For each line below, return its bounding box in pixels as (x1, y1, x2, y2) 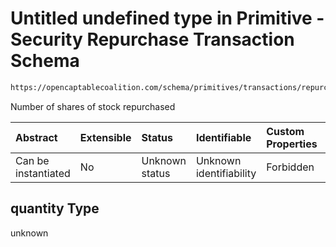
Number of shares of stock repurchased (10, 100, 176, 112)
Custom (266, 124, 305, 138)
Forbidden (266, 160, 315, 174)
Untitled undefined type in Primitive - (10, 7, 325, 30)
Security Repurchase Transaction (10, 28, 295, 51)
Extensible (79, 130, 132, 144)
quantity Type (10, 200, 100, 217)
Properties (266, 137, 318, 151)
